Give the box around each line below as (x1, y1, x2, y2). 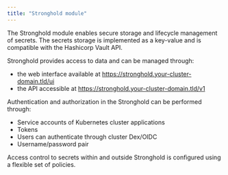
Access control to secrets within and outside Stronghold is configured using (7, 153, 221, 161)
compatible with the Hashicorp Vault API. (7, 43, 123, 51)
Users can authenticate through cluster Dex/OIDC (16, 133, 157, 141)
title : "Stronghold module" (7, 10, 88, 17)
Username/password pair (16, 139, 89, 148)
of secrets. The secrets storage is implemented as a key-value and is (7, 36, 202, 44)
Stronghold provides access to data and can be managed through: (7, 56, 194, 65)
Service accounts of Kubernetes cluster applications (16, 118, 166, 126)
